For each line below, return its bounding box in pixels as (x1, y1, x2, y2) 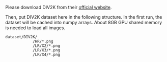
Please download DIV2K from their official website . (5, 5, 112, 10)
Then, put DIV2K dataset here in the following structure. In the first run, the (5, 14, 162, 20)
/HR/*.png (32, 39, 53, 44)
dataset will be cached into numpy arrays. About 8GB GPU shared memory (5, 20, 162, 25)
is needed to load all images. (5, 25, 65, 31)
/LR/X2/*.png (32, 43, 60, 48)
